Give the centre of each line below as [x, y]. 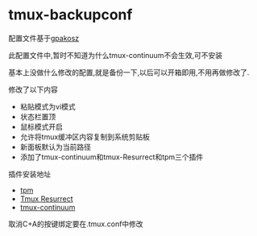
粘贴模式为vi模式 [48, 106]
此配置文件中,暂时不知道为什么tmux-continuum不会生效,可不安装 [116, 55]
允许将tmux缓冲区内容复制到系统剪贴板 [85, 137]
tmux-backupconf [70, 15]
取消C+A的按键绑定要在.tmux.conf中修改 [76, 224]
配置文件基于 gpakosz [44, 38]
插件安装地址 [29, 174]
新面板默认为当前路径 [55, 147]
